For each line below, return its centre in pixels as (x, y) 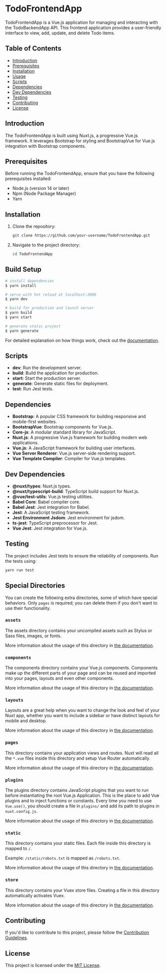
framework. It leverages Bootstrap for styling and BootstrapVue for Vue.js (80, 141)
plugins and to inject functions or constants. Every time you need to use (79, 801)
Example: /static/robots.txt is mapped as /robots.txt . (63, 858)
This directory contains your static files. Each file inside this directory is (78, 843)
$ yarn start (19, 317)
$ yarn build (19, 313)
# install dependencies (30, 281)
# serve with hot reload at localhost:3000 (51, 295)
